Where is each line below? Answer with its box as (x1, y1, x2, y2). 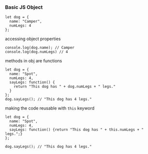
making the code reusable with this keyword (5, 105, 95, 111)
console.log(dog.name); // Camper (5, 45, 75, 50)
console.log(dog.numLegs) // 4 (5, 50, 68, 55)
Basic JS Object (5, 4, 43, 11)
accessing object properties (5, 36, 61, 42)
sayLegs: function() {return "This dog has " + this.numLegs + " (9, 127, 144, 132)
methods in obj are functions (5, 58, 62, 64)
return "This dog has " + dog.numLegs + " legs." (14, 84, 116, 89)
